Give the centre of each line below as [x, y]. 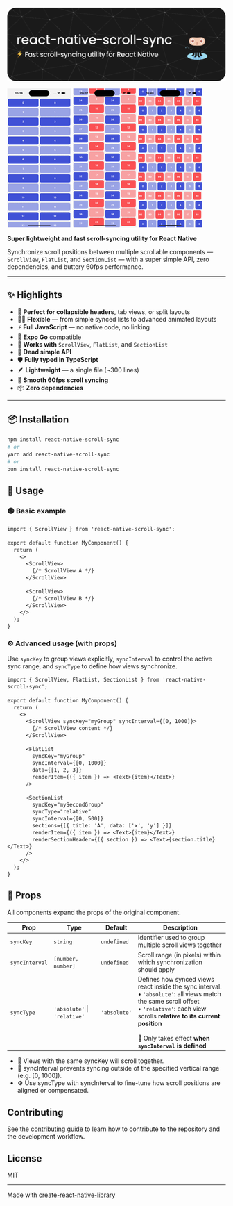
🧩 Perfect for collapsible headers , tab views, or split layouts [104, 312]
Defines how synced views [176, 979]
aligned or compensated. [53, 1091]
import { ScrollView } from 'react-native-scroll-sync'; [91, 529]
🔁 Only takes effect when [174, 1038]
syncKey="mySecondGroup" [68, 804]
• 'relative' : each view [172, 1009]
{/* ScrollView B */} [63, 598]
